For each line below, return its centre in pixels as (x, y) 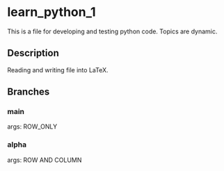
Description (33, 53)
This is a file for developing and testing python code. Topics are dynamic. (112, 31)
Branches (29, 92)
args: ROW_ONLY (32, 127)
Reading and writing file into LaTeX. (58, 70)
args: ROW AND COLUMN (45, 160)
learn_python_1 (51, 12)
